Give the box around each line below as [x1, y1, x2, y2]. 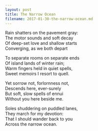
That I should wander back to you [5, 116, 73, 122]
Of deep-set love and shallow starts [5, 40, 77, 46]
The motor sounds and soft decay [5, 35, 73, 41]
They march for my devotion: [5, 111, 64, 117]
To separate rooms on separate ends [5, 55, 80, 61]
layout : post [5, 7, 32, 12]
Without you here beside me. [5, 96, 64, 102]
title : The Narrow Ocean [5, 12, 56, 17]
